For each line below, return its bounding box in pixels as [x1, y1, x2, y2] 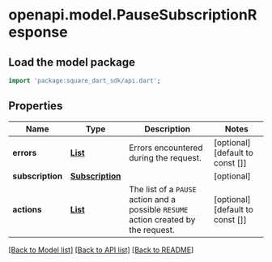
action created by [129, 213, 196, 225]
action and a [129, 193, 176, 204]
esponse [8, 23, 68, 41]
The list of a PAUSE [129, 183, 197, 195]
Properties [8, 99, 63, 113]
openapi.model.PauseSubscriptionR [8, 6, 257, 24]
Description [144, 123, 191, 135]
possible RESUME [129, 204, 189, 215]
